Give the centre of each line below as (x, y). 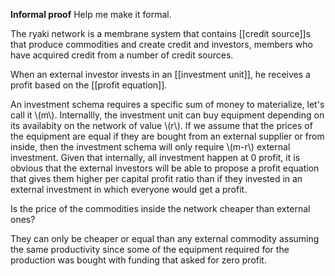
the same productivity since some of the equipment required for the (150, 249)
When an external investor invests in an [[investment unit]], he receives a (160, 74)
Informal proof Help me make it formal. (91, 14)
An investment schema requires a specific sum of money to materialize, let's (167, 104)
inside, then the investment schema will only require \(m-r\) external (150, 147)
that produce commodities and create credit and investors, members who (161, 44)
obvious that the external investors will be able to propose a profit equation (165, 168)
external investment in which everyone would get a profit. (129, 189)
